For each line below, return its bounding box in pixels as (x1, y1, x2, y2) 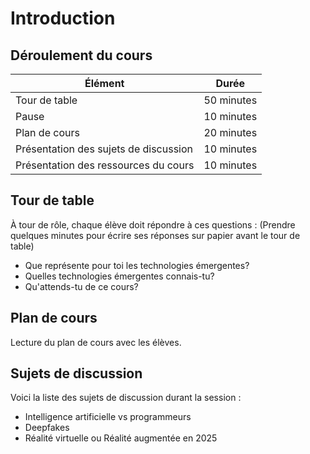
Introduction (10, 7, 116, 30)
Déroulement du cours (10, 47, 153, 64)
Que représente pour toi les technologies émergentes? (24, 259, 250, 271)
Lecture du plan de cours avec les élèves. (10, 336, 182, 348)
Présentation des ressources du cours (15, 158, 195, 172)
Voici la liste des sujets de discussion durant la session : (10, 392, 242, 404)
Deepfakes (24, 422, 70, 434)
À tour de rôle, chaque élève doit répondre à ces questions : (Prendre (10, 218, 296, 231)
